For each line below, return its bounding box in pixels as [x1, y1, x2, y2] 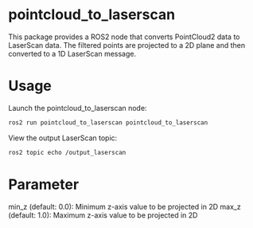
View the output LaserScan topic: [8, 133, 118, 143]
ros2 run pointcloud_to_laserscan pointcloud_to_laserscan [8, 118, 208, 127]
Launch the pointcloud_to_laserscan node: [8, 103, 147, 112]
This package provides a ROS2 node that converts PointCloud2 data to [8, 32, 240, 41]
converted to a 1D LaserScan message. [8, 49, 137, 58]
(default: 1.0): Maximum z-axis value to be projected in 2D [8, 210, 198, 220]
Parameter [8, 175, 80, 193]
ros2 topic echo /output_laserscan [8, 148, 127, 156]
